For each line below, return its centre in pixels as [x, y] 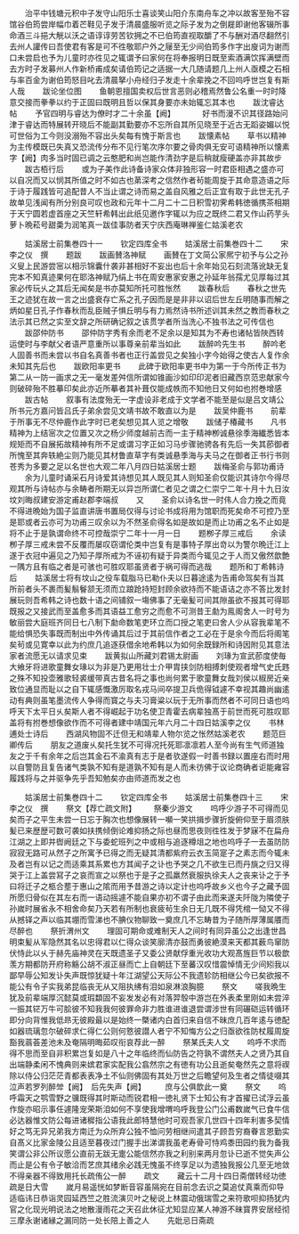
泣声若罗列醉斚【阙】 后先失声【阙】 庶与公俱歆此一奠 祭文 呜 [148, 1087]
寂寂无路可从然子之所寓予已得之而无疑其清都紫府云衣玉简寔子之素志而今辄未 [149, 853]
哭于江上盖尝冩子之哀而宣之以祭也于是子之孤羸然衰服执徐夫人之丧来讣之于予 [149, 875]
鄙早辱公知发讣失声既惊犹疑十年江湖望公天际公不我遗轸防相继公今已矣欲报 [145, 975]
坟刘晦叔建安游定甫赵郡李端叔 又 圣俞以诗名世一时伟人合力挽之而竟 [148, 500]
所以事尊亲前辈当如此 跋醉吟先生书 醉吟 [190, 344]
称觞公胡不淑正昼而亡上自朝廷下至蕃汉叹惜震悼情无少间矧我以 [177, 964]
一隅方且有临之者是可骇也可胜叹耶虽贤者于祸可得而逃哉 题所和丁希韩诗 [147, 567]
